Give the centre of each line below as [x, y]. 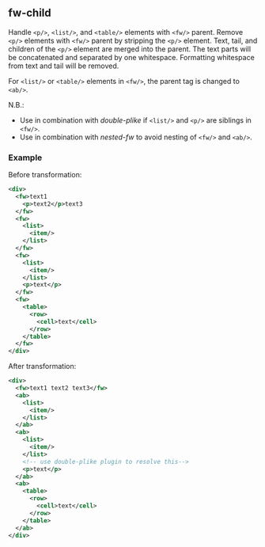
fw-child [30, 13]
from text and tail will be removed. [64, 66]
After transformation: [42, 367]
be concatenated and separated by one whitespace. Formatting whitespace [131, 57]
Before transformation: [45, 175]
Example [25, 158]
